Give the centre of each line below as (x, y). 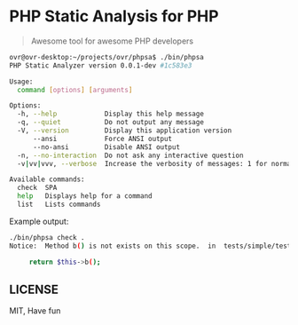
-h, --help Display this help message (110, 114)
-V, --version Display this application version (125, 131)
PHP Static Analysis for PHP (114, 16)
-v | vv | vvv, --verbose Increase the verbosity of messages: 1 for (142, 163)
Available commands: (47, 179)
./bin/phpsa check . (47, 237)
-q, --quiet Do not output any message (110, 123)
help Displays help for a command (85, 196)
